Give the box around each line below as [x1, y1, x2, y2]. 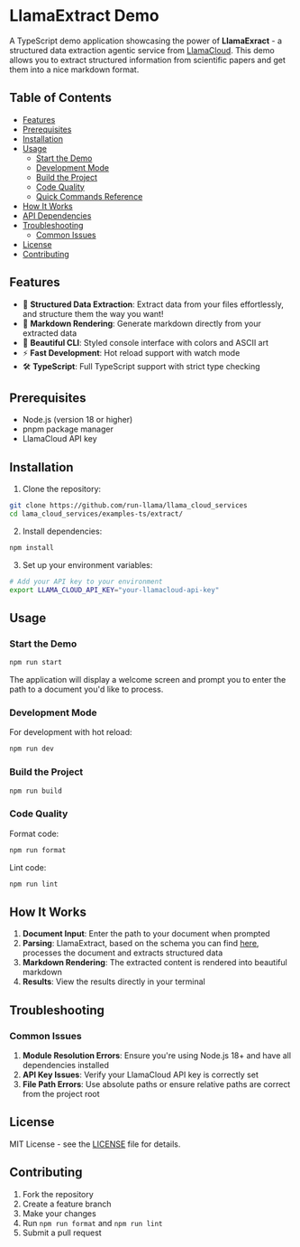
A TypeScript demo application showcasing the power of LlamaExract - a [9, 35, 282, 46]
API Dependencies [22, 209, 92, 221]
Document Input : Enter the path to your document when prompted [22, 928, 270, 939]
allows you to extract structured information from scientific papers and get [9, 54, 286, 65]
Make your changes [22, 1207, 96, 1219]
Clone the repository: [22, 484, 102, 495]
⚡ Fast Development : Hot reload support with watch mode [22, 347, 241, 358]
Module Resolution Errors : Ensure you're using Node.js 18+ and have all [22, 1050, 291, 1061]
